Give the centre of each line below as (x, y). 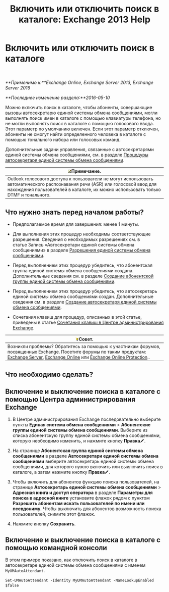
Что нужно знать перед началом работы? (75, 212)
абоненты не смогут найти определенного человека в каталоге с (76, 134)
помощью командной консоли (56, 548)
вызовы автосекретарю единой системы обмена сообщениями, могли (81, 113)
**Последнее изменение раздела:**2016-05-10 (58, 97)
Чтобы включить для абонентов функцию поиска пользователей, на (86, 482)
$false (12, 586)
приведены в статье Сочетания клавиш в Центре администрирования (88, 322)
